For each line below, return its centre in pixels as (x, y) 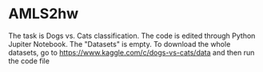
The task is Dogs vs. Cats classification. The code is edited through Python (132, 36)
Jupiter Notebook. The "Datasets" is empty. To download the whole (120, 44)
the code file (29, 61)
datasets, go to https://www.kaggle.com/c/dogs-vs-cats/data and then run (131, 52)
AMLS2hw (44, 14)
